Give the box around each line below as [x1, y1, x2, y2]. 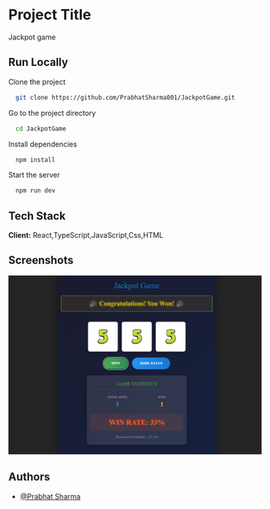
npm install [15, 155, 56, 164]
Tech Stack [8, 209, 66, 223]
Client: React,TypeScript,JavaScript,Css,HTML [8, 231, 164, 240]
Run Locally [8, 55, 68, 69]
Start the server [8, 170, 60, 180]
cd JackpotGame [15, 125, 67, 133]
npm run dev [15, 187, 56, 195]
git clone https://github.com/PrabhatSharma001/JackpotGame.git [15, 93, 235, 101]
